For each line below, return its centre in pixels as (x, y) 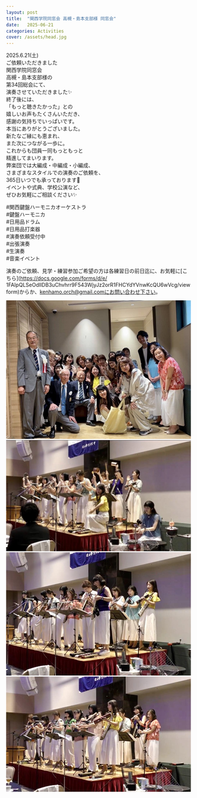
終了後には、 (21, 99)
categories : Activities (35, 31)
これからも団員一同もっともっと (45, 151)
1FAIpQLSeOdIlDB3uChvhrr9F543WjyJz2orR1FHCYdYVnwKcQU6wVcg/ (93, 285)
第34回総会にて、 (27, 84)
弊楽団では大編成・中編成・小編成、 (50, 165)
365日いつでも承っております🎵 (43, 180)
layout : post (22, 12)
